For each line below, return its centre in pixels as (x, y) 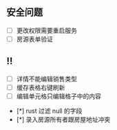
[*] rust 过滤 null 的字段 (49, 111)
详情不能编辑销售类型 (46, 79)
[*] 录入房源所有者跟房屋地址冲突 (63, 119)
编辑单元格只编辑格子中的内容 (58, 96)
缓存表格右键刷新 (41, 87)
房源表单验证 (34, 39)
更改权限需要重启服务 (46, 30)
